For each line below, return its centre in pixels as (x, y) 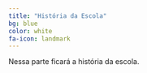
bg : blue (23, 24)
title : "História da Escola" (58, 16)
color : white (30, 31)
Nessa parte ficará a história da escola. (74, 62)
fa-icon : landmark (39, 39)
